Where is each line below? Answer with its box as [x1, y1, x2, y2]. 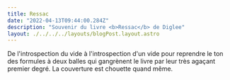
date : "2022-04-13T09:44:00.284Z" [7, 17, 110, 24]
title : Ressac [7, 10, 50, 18]
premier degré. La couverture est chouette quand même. [7, 64, 173, 73]
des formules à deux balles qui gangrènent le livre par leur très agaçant [7, 57, 216, 66]
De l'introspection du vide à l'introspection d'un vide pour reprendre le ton [7, 50, 224, 58]
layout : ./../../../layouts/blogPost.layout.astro [7, 30, 160, 38]
